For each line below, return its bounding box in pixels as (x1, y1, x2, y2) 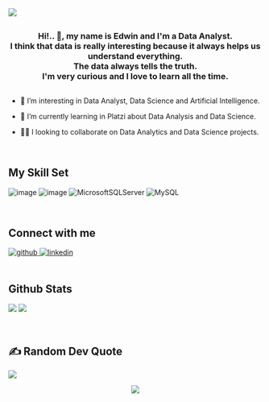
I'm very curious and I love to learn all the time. (42, 71, 229, 82)
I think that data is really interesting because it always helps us (10, 40, 261, 52)
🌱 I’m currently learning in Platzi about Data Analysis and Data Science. (19, 111, 256, 121)
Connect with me (8, 226, 97, 240)
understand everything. (87, 51, 184, 62)
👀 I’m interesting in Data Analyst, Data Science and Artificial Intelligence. (19, 96, 260, 106)
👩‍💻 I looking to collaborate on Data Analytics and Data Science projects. (19, 126, 259, 136)
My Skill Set (8, 166, 69, 180)
